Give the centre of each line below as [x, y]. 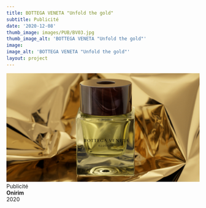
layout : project [27, 58]
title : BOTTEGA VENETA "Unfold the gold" [60, 13]
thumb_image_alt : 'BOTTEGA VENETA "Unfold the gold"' [77, 39]
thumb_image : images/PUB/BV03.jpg [51, 33]
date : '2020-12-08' [31, 26]
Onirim [15, 193]
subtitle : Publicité [33, 19]
